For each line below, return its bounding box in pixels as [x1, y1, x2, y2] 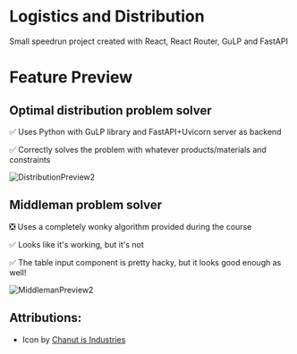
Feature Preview [9, 67, 133, 88]
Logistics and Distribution [9, 6, 205, 27]
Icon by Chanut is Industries [21, 333, 126, 345]
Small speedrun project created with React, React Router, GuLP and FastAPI [9, 36, 289, 46]
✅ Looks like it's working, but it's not [9, 239, 145, 249]
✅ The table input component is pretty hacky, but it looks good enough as [9, 257, 282, 267]
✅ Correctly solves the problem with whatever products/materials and [9, 144, 267, 155]
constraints [9, 154, 51, 164]
